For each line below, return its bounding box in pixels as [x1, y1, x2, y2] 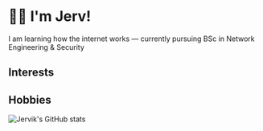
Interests [8, 66, 55, 80]
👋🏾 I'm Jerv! [8, 7, 92, 26]
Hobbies [8, 92, 52, 107]
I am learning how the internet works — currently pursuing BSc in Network [8, 34, 255, 43]
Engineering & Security [8, 42, 84, 51]
